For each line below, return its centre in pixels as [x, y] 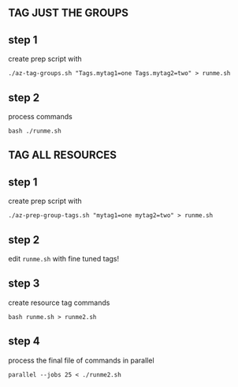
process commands [40, 117]
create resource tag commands [59, 302]
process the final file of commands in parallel [82, 360]
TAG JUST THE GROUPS [68, 13]
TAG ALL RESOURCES [62, 155]
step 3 [24, 284]
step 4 [24, 342]
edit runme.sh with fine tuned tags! [64, 259]
